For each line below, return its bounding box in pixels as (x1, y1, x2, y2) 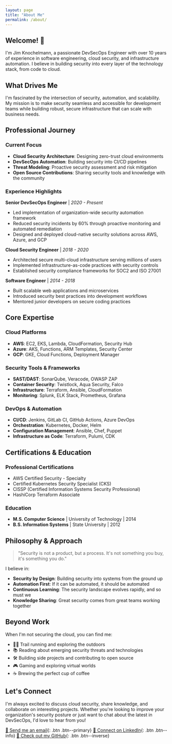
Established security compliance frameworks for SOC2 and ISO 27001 (12, 267, 161, 274)
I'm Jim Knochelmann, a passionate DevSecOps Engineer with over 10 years (5, 50, 167, 56)
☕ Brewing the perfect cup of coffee (12, 670, 90, 676)
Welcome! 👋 (5, 36, 45, 45)
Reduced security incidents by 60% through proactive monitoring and (12, 220, 161, 226)
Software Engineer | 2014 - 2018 (5, 277, 75, 283)
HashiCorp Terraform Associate (12, 492, 81, 498)
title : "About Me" (5, 12, 45, 17)
